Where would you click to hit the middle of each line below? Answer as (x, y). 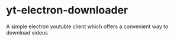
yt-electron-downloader (67, 10)
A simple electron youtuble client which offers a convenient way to (87, 26)
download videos (27, 32)
